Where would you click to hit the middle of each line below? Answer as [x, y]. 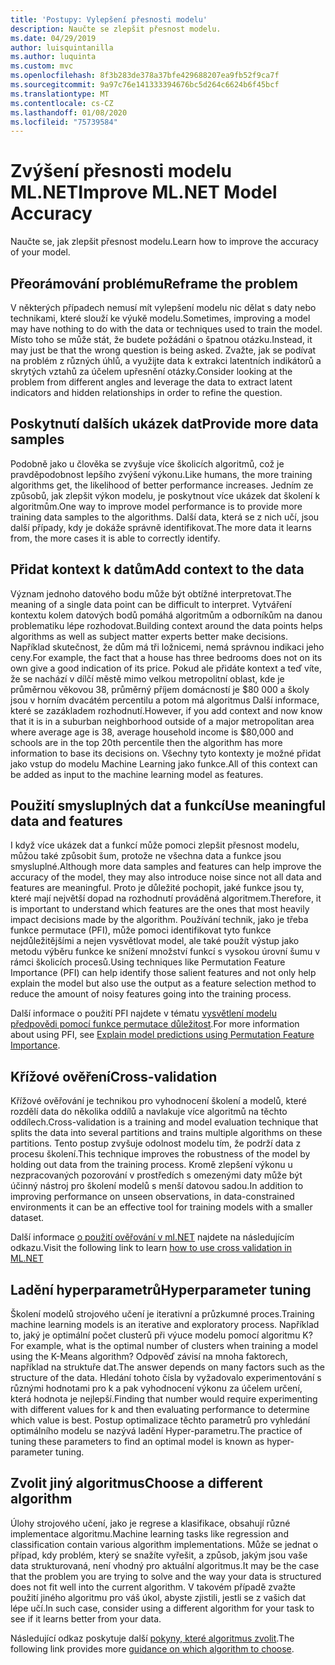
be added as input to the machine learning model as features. [137, 774]
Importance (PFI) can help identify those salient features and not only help [163, 973]
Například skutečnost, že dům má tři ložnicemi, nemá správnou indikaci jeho [167, 647]
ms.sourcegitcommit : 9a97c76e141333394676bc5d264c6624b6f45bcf [145, 85]
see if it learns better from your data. [86, 1618]
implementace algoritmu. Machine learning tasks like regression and [149, 1533]
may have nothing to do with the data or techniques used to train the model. [166, 329]
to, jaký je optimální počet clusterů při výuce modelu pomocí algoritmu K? [161, 1335]
